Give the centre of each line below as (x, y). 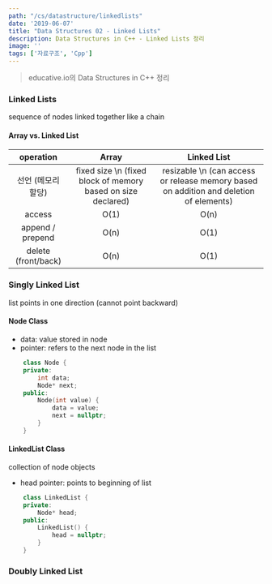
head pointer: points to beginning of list (86, 483)
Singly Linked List (44, 285)
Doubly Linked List (46, 571)
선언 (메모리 (38, 180)
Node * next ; (58, 385)
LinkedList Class (37, 449)
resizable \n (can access (208, 170)
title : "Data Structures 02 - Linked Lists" (85, 31)
